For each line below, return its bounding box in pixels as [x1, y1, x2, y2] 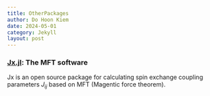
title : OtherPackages [7, 10, 69, 17]
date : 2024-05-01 [7, 22, 57, 29]
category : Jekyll [7, 29, 57, 36]
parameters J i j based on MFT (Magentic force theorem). [7, 80, 166, 91]
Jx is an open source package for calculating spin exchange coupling [7, 73, 204, 82]
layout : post [7, 35, 45, 42]
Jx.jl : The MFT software [7, 58, 88, 67]
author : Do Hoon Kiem [7, 16, 69, 23]
